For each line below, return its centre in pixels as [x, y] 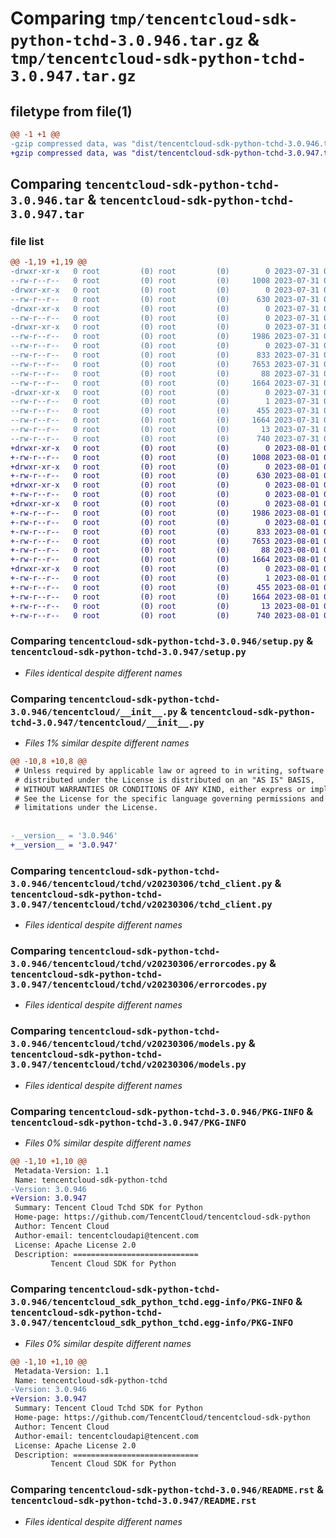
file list [27, 241]
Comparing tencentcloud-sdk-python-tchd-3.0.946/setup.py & [162, 641]
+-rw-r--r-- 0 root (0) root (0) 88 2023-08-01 [165, 550]
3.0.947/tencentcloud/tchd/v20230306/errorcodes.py [139, 984]
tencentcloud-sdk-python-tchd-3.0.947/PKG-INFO [128, 1122]
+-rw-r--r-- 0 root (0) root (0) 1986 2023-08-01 [165, 513]
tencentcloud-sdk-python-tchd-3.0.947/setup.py [128, 652]
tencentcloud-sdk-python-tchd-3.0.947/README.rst [133, 1501]
